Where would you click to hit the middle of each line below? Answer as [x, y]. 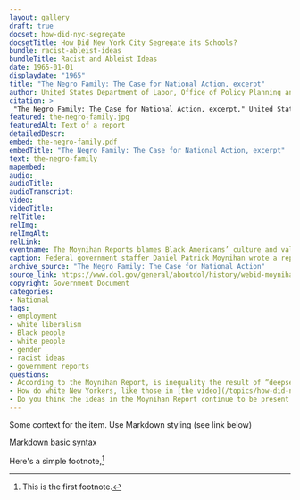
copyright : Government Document [69, 283]
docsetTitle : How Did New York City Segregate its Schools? [124, 42]
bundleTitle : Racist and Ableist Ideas [83, 59]
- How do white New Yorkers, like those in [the [101, 391]
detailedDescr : [37, 134]
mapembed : [28, 167]
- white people [37, 341]
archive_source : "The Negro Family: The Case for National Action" [137, 267]
